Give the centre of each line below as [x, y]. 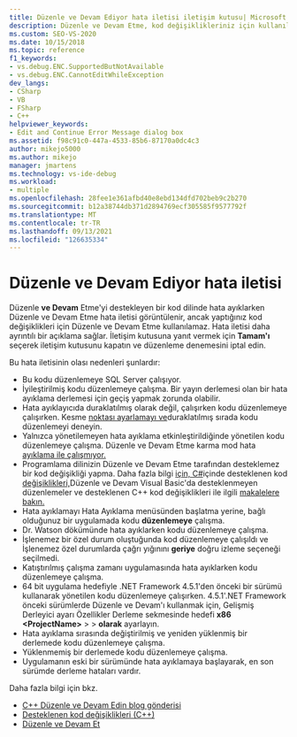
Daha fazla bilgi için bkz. [54, 688]
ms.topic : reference [47, 50]
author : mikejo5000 [45, 149]
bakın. [33, 502]
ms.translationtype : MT [53, 215]
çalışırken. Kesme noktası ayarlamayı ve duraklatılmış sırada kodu [140, 418]
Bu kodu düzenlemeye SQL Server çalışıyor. [102, 380]
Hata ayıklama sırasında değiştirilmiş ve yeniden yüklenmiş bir [134, 633]
